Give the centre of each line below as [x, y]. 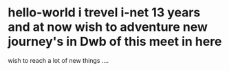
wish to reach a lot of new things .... [58, 60]
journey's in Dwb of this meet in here [115, 42]
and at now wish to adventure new [108, 27]
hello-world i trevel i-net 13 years [104, 13]
